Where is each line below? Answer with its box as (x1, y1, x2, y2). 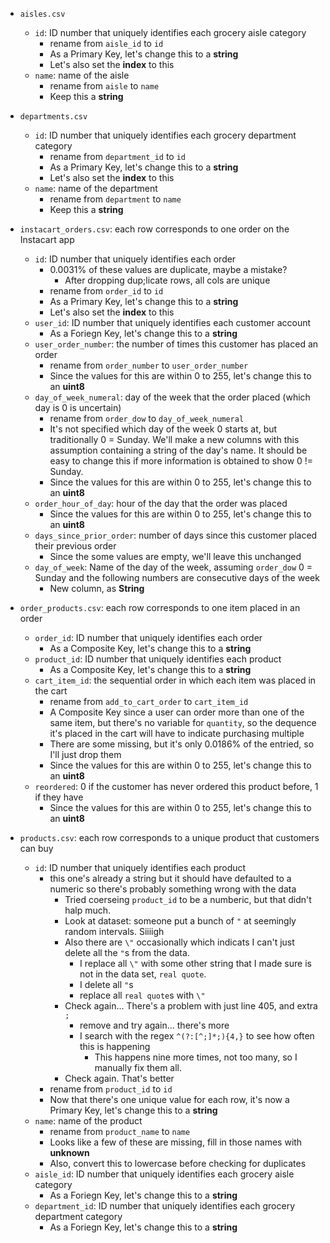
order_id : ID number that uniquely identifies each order (34, 632, 263, 643)
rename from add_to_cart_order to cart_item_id (49, 696, 249, 707)
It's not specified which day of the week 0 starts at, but (49, 423, 278, 435)
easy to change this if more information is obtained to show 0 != (49, 455, 314, 467)
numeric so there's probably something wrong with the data (49, 883, 297, 895)
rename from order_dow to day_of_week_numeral (49, 413, 245, 424)
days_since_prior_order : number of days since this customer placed (34, 529, 318, 541)
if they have (34, 791, 84, 803)
